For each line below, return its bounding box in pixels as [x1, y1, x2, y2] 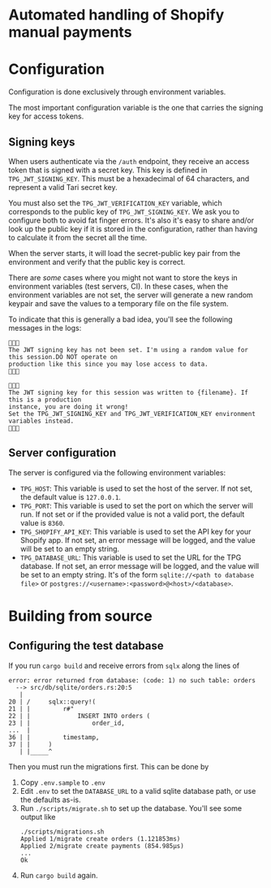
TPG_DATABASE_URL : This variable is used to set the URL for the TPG [19, 552, 242, 562]
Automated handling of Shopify [8, 6, 225, 24]
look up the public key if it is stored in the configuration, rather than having [8, 223, 258, 233]
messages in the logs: [8, 323, 82, 332]
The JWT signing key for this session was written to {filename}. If [8, 388, 249, 396]
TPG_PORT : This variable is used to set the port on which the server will [19, 500, 253, 510]
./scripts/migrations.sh [19, 827, 105, 836]
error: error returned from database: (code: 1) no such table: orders [8, 676, 256, 684]
